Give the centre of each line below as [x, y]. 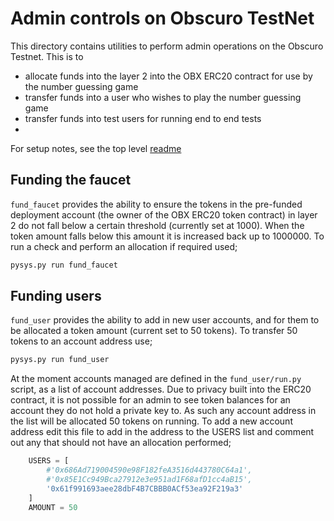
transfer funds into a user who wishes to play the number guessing [163, 97]
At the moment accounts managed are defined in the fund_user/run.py [156, 379]
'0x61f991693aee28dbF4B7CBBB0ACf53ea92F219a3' [145, 488]
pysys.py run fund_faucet [64, 265]
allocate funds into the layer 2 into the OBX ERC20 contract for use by [168, 76]
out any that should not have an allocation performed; [121, 443]
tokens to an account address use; [81, 341]
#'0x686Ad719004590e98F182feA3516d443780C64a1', [149, 470]
